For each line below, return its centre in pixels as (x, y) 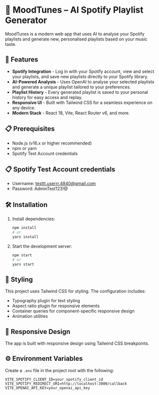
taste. (11, 44)
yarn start (23, 264)
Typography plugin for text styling (46, 301)
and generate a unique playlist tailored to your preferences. (71, 87)
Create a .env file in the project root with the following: (60, 370)
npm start (22, 255)
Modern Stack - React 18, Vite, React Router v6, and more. (71, 113)
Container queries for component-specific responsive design (73, 311)
